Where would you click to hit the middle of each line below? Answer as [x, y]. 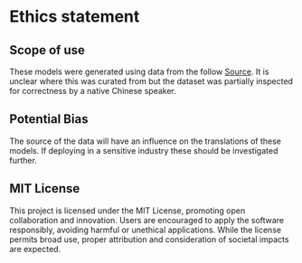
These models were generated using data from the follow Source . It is [139, 71]
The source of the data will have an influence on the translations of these [146, 141]
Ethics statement [75, 17]
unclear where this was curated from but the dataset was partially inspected [151, 81]
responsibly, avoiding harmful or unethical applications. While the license [146, 230]
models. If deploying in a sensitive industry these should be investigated [144, 150]
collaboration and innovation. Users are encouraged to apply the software [147, 220]
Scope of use [47, 50]
